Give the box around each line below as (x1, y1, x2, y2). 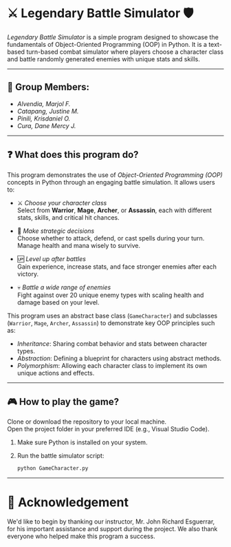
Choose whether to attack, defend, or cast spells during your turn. (16, 234, 205, 242)
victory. (16, 269, 39, 278)
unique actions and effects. (16, 369, 95, 377)
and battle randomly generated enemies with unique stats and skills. (7, 54, 201, 63)
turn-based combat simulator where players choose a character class (26, 48, 224, 56)
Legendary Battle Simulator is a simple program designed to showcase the (7, 32, 219, 41)
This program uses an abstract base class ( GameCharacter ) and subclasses (7, 311, 218, 320)
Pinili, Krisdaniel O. (16, 114, 71, 123)
